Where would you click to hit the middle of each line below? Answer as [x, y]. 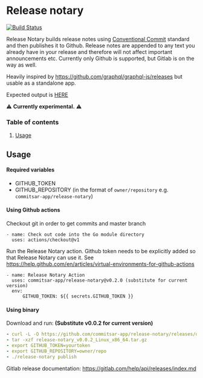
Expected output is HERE [37, 94]
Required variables [31, 170]
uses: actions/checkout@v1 [46, 240]
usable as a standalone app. [41, 83]
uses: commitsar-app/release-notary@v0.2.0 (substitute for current [100, 280]
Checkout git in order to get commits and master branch [76, 224]
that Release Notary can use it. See [50, 257]
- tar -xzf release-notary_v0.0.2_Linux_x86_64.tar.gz [77, 340]
